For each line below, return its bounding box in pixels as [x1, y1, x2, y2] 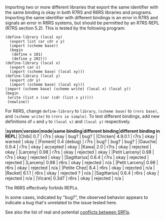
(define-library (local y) [5, 73, 61, 78]
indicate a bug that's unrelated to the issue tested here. [5, 200, 117, 205]
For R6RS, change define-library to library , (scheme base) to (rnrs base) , [5, 108, 159, 114]
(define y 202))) [11, 56, 48, 61]
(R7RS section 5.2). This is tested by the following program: [5, 25, 126, 31]
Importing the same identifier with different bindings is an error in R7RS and [5, 15, 158, 20]
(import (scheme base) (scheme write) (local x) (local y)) [5, 86, 132, 91]
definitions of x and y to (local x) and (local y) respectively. [5, 118, 131, 124]
